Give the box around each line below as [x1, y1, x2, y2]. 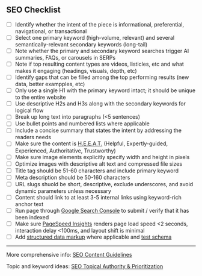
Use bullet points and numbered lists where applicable [14, 120, 150, 127]
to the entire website [14, 93, 66, 101]
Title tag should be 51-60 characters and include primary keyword [14, 167, 179, 174]
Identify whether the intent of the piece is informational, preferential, [14, 20, 185, 28]
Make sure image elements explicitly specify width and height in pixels [14, 153, 190, 160]
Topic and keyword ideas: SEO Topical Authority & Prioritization [6, 263, 164, 270]
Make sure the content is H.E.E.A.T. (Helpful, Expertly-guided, [14, 140, 168, 147]
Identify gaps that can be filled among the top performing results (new [14, 74, 189, 81]
